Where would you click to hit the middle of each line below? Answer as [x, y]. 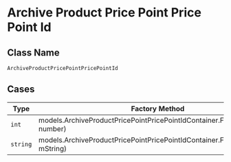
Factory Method [158, 108]
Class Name [33, 53]
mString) [53, 148]
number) [53, 128]
